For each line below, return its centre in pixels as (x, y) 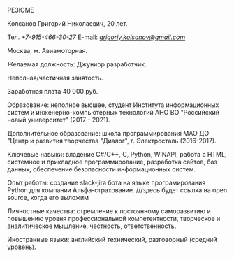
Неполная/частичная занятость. (55, 78)
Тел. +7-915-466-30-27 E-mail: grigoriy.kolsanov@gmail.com (96, 37)
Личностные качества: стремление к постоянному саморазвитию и (109, 211)
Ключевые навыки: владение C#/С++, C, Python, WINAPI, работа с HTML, (117, 154)
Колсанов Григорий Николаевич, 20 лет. (67, 23)
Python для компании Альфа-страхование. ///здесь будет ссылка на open (117, 190)
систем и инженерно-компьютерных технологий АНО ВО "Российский (114, 112)
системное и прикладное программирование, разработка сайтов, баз (112, 162)
